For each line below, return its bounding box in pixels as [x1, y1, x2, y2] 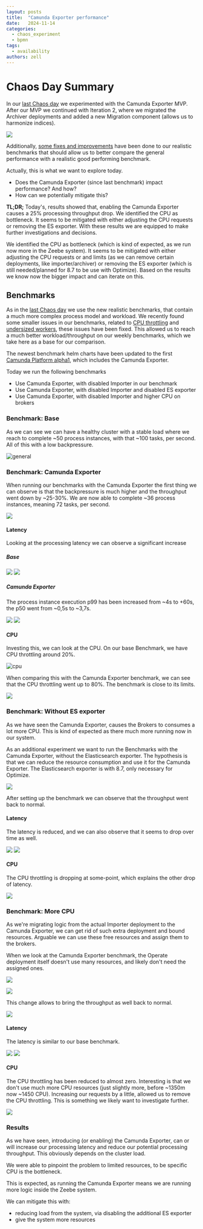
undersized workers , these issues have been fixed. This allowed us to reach [6, 325, 195, 333]
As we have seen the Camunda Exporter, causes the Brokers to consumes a [6, 721, 195, 728]
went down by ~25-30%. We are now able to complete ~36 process [6, 494, 176, 501]
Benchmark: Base [6, 414, 59, 423]
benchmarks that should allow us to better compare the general [6, 149, 165, 156]
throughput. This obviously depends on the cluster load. [6, 1150, 146, 1157]
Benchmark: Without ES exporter [6, 707, 106, 716]
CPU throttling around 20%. [6, 651, 76, 658]
